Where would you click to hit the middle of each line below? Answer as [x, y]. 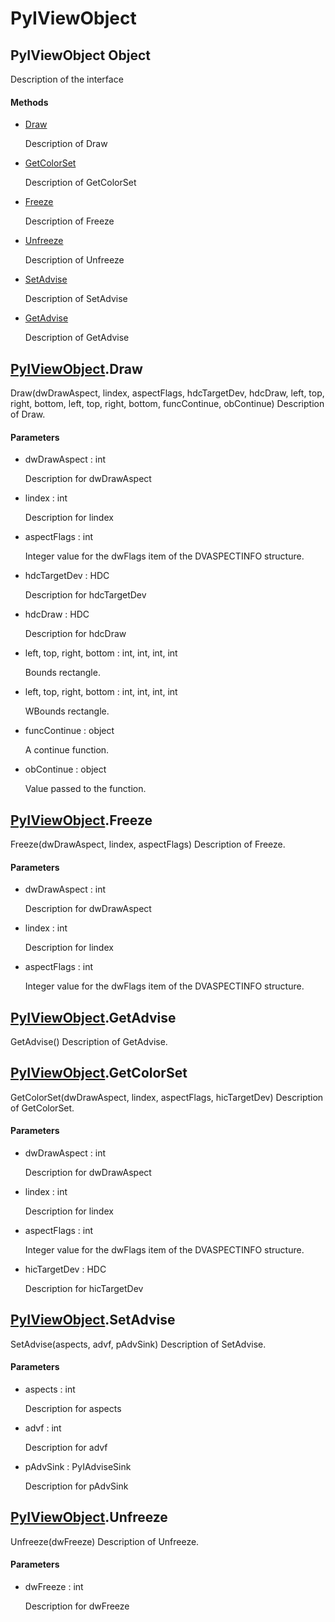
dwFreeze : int [54, 1587]
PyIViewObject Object [80, 55]
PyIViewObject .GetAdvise [93, 1017]
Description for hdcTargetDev [85, 595]
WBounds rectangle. [67, 711]
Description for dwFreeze [77, 1606]
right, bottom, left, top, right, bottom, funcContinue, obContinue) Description [167, 404]
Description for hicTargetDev [84, 1289]
